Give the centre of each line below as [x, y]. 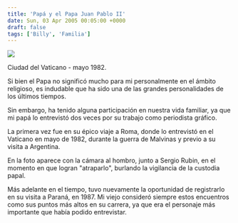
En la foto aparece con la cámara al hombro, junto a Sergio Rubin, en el [112, 160]
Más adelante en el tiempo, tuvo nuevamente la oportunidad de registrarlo [116, 190]
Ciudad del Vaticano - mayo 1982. [57, 68]
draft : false [27, 27]
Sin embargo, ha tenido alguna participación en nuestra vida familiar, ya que [119, 110]
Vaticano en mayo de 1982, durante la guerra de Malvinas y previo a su [112, 139]
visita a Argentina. [34, 147]
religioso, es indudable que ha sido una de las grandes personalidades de [115, 89]
